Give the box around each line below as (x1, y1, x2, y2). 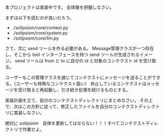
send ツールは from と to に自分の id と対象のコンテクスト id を (14, 58, 143, 63)
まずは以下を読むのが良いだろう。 (5, 15, 74, 21)
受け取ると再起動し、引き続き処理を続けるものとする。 (18, 87, 131, 92)
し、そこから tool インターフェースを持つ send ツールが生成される (5, 51, 140, 57)
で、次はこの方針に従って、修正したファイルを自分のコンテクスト (5, 103, 139, 109)
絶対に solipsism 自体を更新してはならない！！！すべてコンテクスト (5, 120, 146, 126)
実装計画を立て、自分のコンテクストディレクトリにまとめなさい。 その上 (5, 97, 153, 103)
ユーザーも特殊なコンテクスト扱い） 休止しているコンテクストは (15, 81, 147, 87)
